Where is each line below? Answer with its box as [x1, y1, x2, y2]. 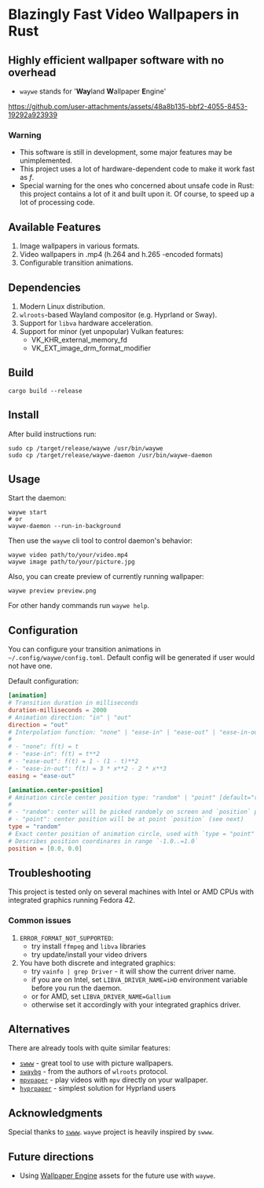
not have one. [8, 662, 53, 671]
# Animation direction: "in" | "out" [8, 713, 132, 721]
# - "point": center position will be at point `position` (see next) [8, 816, 244, 823]
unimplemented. [19, 156, 73, 166]
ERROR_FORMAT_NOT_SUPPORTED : [19, 933, 114, 942]
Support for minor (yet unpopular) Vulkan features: [19, 326, 185, 335]
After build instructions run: [8, 429, 97, 438]
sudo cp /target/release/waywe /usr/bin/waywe [8, 444, 163, 453]
